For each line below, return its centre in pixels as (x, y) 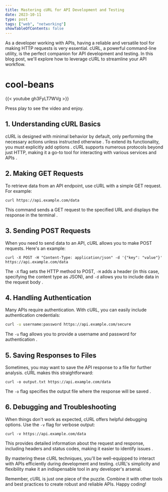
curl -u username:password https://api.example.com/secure (68, 325)
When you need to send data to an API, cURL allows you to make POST (78, 243)
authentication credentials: (33, 315)
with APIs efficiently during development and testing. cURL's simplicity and (82, 463)
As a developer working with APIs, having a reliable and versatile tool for (80, 43)
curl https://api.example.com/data (42, 200)
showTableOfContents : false (35, 29)
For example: (19, 191)
